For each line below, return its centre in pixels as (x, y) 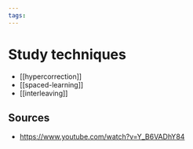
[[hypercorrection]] (51, 76)
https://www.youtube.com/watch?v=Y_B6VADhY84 (102, 137)
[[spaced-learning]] (51, 84)
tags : (17, 15)
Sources (29, 118)
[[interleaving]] (44, 93)
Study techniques (67, 54)
